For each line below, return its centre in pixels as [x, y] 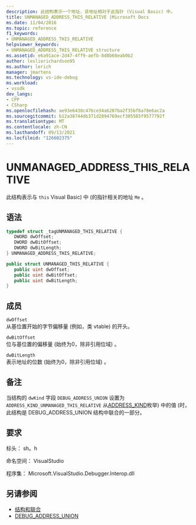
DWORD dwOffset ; [34, 237]
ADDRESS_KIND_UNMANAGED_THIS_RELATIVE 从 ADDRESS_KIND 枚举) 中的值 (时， [98, 405]
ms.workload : [22, 83]
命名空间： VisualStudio [35, 461]
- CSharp [17, 105]
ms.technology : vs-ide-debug [42, 77]
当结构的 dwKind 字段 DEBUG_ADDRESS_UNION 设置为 [66, 397]
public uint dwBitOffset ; [46, 275]
